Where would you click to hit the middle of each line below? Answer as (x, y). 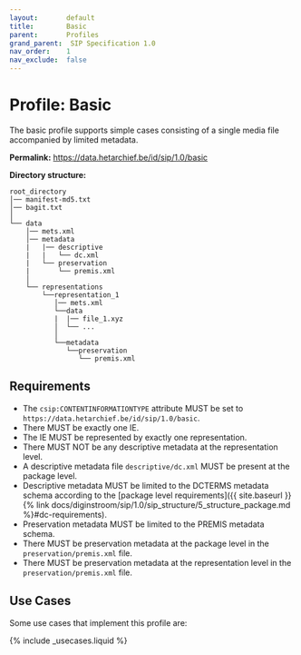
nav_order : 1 (40, 52)
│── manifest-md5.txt (50, 199)
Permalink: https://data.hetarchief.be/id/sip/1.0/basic (109, 157)
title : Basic (49, 26)
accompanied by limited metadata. (74, 139)
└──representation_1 (81, 295)
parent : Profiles (54, 35)
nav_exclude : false (49, 60)
